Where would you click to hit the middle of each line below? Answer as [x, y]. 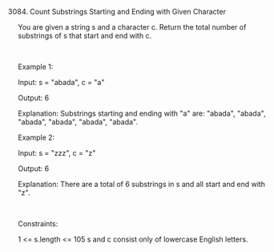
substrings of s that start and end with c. [85, 36]
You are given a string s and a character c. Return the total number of [132, 27]
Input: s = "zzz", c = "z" [57, 153]
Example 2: [36, 137]
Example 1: [36, 67]
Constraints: [38, 224]
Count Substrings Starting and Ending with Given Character [127, 12]
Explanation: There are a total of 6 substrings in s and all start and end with [142, 184]
